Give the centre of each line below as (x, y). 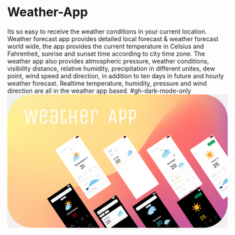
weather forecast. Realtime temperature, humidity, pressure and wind (107, 83)
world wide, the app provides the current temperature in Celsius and (106, 46)
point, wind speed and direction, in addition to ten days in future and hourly (116, 76)
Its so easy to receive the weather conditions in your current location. (107, 31)
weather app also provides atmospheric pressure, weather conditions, (108, 61)
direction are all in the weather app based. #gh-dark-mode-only (99, 91)
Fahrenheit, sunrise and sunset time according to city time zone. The (106, 54)
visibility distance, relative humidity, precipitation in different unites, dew (111, 68)
